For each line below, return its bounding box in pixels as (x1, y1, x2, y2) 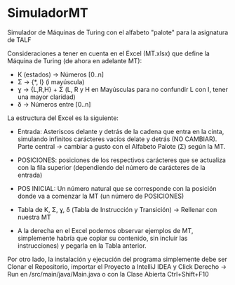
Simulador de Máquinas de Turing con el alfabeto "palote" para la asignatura (7, 28, 229, 37)
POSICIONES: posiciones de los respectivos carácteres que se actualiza (17, 156, 227, 164)
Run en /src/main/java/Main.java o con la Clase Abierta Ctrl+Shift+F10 (7, 270, 209, 278)
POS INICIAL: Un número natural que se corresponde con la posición (17, 184, 217, 192)
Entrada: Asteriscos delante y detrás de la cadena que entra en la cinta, (17, 127, 224, 135)
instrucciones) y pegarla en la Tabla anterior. (17, 241, 147, 250)
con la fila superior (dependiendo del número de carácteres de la (17, 163, 206, 171)
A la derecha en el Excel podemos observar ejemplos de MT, (17, 226, 194, 234)
